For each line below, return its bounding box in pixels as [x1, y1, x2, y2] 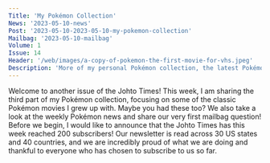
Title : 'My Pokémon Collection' [8, 11, 117, 20]
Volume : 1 [8, 42, 42, 50]
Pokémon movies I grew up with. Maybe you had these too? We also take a [8, 103, 256, 112]
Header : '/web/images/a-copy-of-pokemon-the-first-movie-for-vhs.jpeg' [8, 57, 253, 65]
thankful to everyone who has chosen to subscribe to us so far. [8, 145, 217, 155]
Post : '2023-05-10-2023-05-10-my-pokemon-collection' [8, 26, 193, 35]
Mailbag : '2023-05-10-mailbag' [8, 34, 113, 43]
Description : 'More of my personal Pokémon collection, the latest [8, 64, 239, 72]
